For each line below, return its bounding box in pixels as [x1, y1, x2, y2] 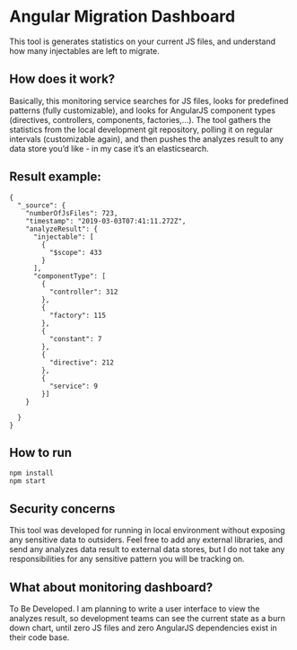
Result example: [9, 169, 101, 185]
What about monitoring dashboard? [9, 579, 214, 594]
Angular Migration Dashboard [9, 6, 236, 27]
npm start [9, 477, 47, 486]
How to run [9, 444, 73, 460]
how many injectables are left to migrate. [9, 45, 160, 56]
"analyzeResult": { [25, 224, 99, 233]
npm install [9, 469, 54, 478]
